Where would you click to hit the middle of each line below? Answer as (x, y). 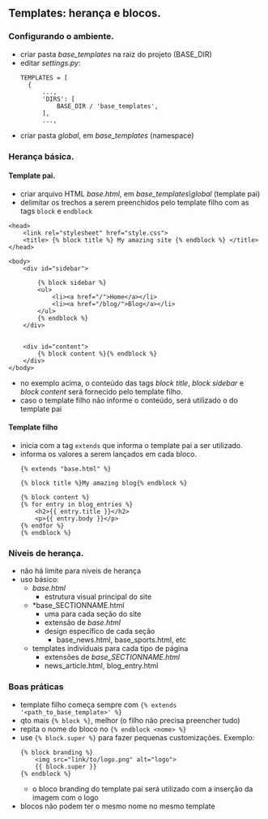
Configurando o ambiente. (62, 37)
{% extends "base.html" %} (66, 469)
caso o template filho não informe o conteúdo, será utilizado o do (129, 400)
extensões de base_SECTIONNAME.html (112, 657)
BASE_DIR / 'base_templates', (107, 106)
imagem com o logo (65, 797)
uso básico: (39, 580)
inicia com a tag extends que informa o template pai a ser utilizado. (131, 446)
